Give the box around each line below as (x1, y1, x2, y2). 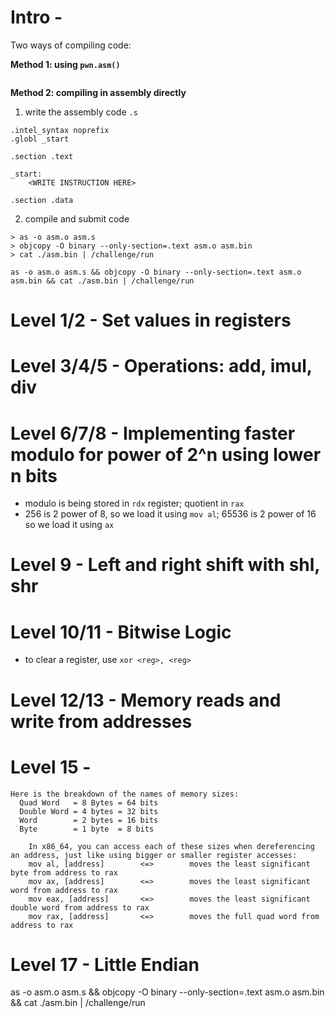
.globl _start (10, 134, 70, 144)
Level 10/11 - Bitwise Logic (10, 621, 232, 643)
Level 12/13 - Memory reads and (10, 689, 282, 711)
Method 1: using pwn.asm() (10, 58, 121, 70)
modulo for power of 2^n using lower (10, 443, 322, 466)
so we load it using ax (24, 519, 115, 531)
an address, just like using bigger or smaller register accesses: (10, 850, 298, 860)
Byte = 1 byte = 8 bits (19, 824, 155, 834)
